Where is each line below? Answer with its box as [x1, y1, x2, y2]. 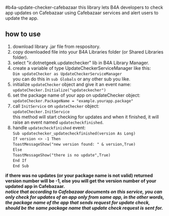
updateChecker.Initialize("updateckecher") [12, 88, 107, 93]
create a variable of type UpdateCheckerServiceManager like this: [12, 65, 151, 71]
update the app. [5, 15, 39, 21]
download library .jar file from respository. [12, 43, 100, 49]
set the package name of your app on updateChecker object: [12, 92, 141, 98]
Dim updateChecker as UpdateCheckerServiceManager [12, 71, 122, 76]
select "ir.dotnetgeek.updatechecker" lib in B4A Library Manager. [12, 60, 150, 66]
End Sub [12, 163, 29, 169]
